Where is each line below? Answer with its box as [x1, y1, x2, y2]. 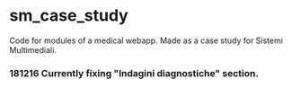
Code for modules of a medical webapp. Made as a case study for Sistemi [9, 35, 283, 46]
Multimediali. [9, 44, 57, 55]
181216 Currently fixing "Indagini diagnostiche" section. [9, 66, 259, 79]
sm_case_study [9, 5, 128, 26]
